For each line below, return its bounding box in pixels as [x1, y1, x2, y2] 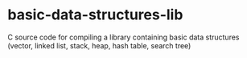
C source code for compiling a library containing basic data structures [7, 32, 240, 42]
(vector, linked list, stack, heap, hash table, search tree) [7, 40, 191, 50]
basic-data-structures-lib [7, 6, 183, 24]
